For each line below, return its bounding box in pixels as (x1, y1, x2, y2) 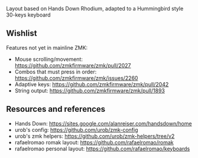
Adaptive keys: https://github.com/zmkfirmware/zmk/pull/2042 (14, 80, 169, 88)
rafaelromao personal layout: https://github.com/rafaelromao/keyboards (14, 145, 190, 152)
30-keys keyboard (6, 11, 51, 18)
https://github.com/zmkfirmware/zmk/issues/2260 (14, 74, 138, 82)
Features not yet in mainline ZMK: (6, 44, 88, 51)
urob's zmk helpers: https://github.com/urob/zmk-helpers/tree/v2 (14, 133, 175, 140)
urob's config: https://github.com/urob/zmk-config (14, 126, 138, 133)
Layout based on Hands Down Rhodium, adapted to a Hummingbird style (6, 5, 184, 12)
